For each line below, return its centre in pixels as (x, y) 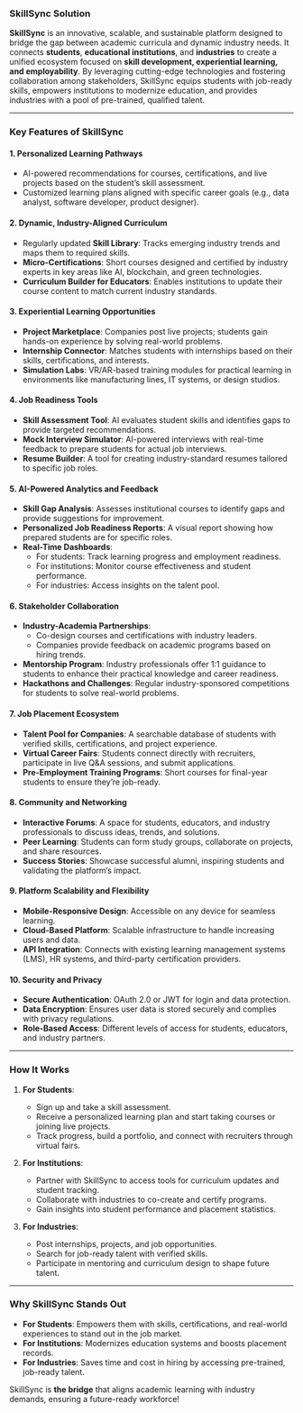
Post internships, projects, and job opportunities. (126, 1243)
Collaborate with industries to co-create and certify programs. (151, 1199)
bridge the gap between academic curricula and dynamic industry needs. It (149, 42)
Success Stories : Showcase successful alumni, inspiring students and (153, 860)
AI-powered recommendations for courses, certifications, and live (145, 173)
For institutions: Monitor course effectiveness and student (143, 566)
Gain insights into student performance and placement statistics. (156, 1209)
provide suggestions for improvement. (93, 518)
